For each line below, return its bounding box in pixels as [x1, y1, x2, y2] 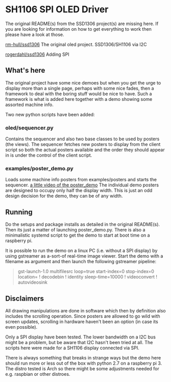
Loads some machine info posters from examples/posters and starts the [5, 177, 157, 183]
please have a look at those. [5, 31, 65, 37]
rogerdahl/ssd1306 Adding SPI [5, 51, 70, 57]
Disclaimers [5, 294, 44, 303]
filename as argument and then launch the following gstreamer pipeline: [5, 259, 157, 265]
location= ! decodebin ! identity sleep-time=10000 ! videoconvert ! [17, 274, 157, 280]
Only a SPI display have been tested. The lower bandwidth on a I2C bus [5, 334, 156, 340]
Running [5, 207, 33, 216]
